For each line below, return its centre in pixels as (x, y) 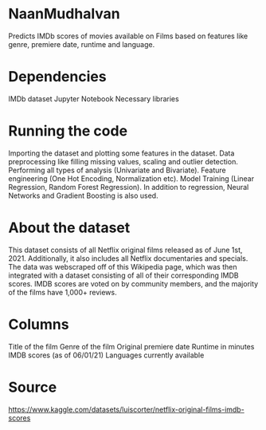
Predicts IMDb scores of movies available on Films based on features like (128, 36)
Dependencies (57, 77)
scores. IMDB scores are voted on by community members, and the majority (133, 283)
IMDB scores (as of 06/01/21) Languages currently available (106, 355)
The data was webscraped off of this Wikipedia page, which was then (123, 266)
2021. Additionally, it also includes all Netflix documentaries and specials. (128, 258)
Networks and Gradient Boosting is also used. (83, 195)
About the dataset (69, 227)
